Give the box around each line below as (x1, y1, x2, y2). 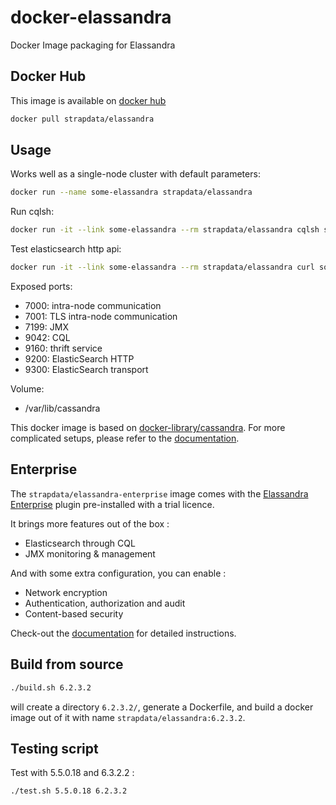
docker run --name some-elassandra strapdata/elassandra (10, 187, 253, 198)
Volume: (10, 383, 45, 395)
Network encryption (24, 586, 108, 598)
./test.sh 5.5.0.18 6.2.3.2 (10, 786, 128, 796)
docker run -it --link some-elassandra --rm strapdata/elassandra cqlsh (10, 225, 320, 235)
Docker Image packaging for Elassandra (10, 39, 176, 51)
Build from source (10, 656, 124, 673)
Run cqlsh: (10, 206, 55, 218)
